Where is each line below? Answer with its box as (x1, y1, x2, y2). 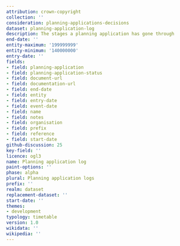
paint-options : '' (6, 164, 52, 170)
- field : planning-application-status (6, 70, 103, 76)
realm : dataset (6, 186, 44, 192)
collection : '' (6, 14, 44, 20)
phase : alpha (6, 170, 39, 176)
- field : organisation (6, 120, 63, 126)
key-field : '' (6, 147, 42, 153)
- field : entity (6, 92, 46, 98)
